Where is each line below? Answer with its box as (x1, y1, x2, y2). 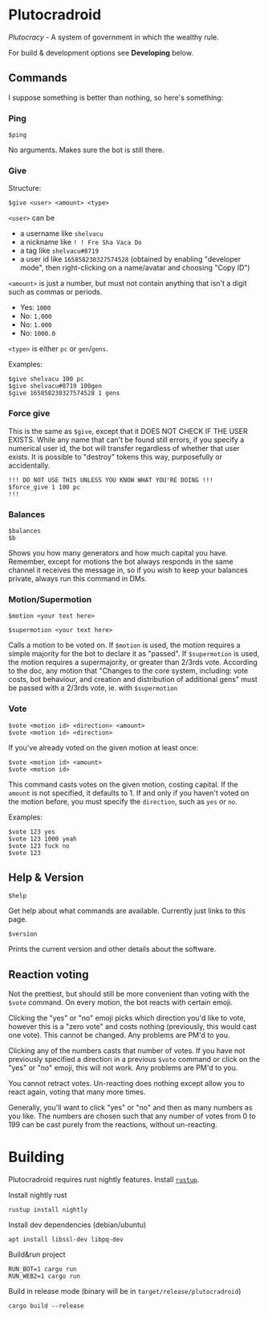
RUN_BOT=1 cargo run (8, 1266, 78, 1274)
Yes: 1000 (19, 303, 51, 312)
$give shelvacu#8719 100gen (8, 382, 103, 390)
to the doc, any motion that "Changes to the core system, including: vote (8, 666, 249, 676)
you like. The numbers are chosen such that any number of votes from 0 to (8, 1111, 256, 1121)
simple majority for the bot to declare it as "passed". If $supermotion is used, (8, 649, 260, 659)
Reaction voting (8, 968, 89, 981)
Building (8, 1148, 65, 1167)
